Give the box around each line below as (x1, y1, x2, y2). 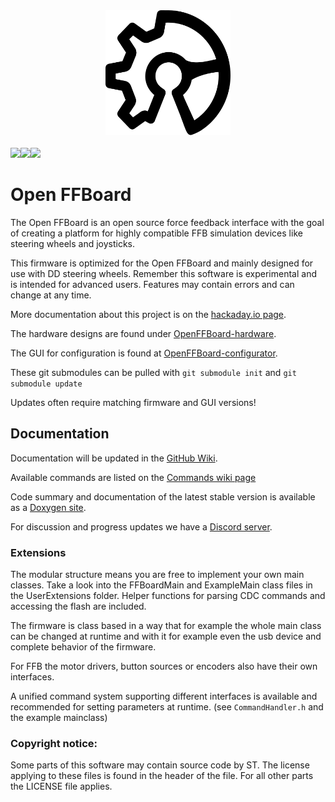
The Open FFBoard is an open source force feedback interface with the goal (10, 216, 325, 228)
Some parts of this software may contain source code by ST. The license (10, 759, 310, 771)
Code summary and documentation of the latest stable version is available (10, 490, 316, 503)
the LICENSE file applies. (10, 780, 113, 793)
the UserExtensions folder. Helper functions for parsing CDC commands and (10, 590, 326, 602)
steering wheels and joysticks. (10, 237, 136, 249)
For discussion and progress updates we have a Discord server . (10, 520, 273, 533)
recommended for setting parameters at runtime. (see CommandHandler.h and (10, 701, 324, 713)
